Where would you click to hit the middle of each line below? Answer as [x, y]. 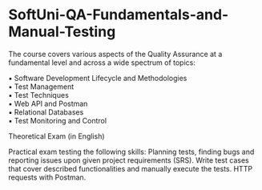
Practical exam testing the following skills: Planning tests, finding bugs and [131, 152]
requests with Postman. [47, 177]
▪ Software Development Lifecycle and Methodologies [98, 78]
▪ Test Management [41, 87]
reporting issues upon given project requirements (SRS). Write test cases [129, 160]
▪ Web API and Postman [48, 103]
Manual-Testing [62, 32]
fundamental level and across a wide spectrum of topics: [102, 63]
